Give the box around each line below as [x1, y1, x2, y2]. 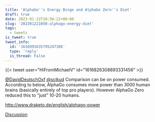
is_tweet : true [5, 35, 37, 40]
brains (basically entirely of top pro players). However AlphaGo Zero [5, 87, 145, 93]
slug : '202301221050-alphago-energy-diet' [5, 21, 94, 26]
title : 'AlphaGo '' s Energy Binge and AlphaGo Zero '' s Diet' [5, 7, 132, 12]
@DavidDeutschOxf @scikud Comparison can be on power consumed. [5, 76, 150, 82]
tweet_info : [5, 40, 30, 45]
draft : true [5, 12, 30, 17]
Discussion [5, 112, 28, 118]
